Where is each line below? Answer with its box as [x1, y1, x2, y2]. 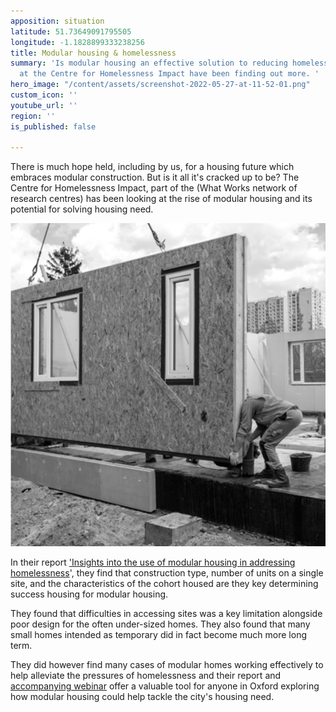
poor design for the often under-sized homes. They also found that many [10, 618, 311, 630]
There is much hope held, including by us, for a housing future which [10, 161, 295, 173]
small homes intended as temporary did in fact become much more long [10, 629, 307, 641]
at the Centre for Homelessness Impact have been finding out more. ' [19, 69, 320, 79]
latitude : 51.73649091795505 [10, 26, 132, 37]
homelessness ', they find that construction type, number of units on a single [10, 567, 324, 579]
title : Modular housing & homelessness [10, 48, 177, 58]
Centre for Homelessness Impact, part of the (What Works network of [10, 182, 298, 194]
